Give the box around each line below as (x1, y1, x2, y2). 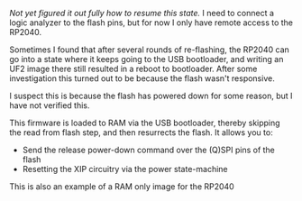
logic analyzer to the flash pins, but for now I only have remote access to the (9, 17, 294, 28)
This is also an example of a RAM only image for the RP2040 (9, 181, 234, 192)
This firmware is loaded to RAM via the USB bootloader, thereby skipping (9, 117, 281, 128)
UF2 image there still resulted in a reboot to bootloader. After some (9, 63, 258, 74)
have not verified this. (9, 100, 90, 111)
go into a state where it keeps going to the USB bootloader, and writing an (9, 54, 284, 64)
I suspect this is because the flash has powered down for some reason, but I (9, 90, 293, 101)
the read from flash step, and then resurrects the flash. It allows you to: (9, 127, 273, 138)
